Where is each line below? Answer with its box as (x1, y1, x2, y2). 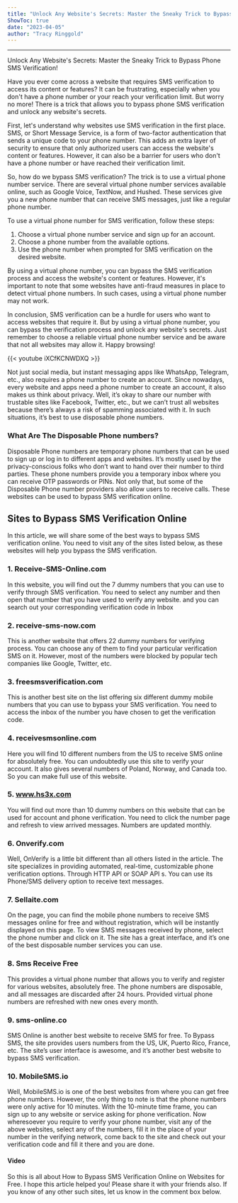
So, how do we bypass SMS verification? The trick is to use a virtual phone (7, 173, 226, 181)
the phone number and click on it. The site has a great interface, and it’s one (7, 933, 230, 942)
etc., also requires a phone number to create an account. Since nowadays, (7, 375, 225, 384)
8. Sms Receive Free (7, 959, 79, 968)
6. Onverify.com (7, 838, 64, 848)
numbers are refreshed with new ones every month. (7, 997, 159, 1006)
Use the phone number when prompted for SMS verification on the (17, 245, 213, 254)
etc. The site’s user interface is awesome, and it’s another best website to (7, 1046, 222, 1055)
